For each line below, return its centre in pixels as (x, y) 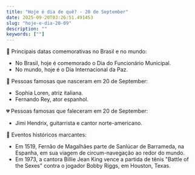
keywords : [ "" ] (25, 34)
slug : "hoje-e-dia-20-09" (39, 23)
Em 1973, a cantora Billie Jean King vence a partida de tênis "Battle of (102, 159)
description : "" (27, 29)
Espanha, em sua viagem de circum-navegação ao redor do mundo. (100, 153)
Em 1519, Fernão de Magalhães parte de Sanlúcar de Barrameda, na (100, 147)
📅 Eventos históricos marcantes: (46, 135)
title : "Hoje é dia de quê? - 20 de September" (68, 12)
